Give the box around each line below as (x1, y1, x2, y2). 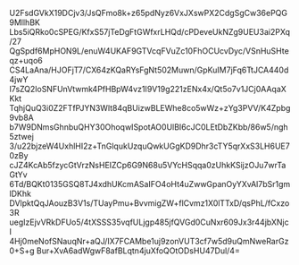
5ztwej (9, 132, 34, 141)
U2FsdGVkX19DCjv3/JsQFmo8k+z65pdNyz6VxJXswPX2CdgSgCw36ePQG (9, 8, 288, 18)
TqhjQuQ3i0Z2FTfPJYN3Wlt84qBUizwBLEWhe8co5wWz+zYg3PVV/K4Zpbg (9, 103, 291, 113)
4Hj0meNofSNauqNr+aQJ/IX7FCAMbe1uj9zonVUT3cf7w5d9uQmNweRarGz (9, 236, 289, 246)
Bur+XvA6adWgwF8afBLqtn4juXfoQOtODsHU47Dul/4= (36, 245, 241, 256)
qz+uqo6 (9, 56, 43, 65)
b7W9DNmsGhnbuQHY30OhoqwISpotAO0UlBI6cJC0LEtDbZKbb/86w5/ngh (9, 122, 288, 132)
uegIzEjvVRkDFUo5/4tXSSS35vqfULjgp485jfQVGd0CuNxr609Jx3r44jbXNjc (9, 217, 289, 227)
